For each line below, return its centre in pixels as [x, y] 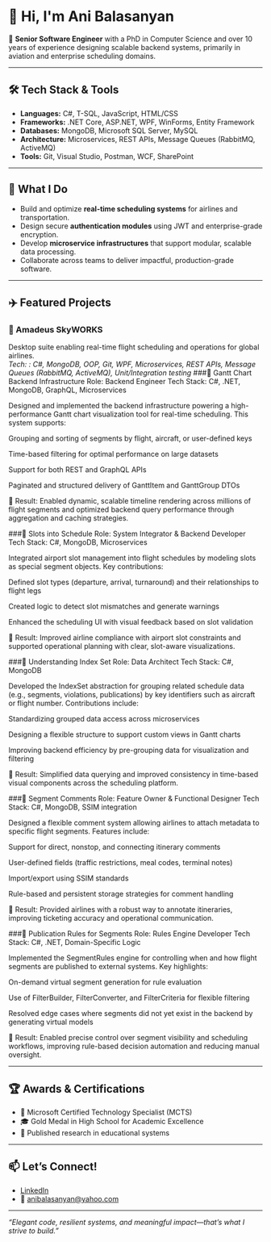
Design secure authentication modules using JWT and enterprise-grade [141, 226]
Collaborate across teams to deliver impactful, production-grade [127, 260]
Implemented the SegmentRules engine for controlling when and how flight [133, 958]
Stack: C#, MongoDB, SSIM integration [73, 807]
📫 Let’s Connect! [53, 1167]
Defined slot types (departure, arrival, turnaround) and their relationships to [134, 582]
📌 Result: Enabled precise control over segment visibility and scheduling [128, 1038]
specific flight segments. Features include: [79, 831]
